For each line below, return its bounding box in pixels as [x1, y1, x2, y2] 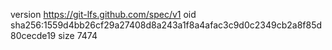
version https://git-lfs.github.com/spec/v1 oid [10, 9, 197, 20]
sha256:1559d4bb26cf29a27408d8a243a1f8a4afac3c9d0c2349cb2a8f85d [10, 19, 323, 31]
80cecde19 [10, 30, 57, 41]
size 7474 [58, 30, 98, 41]
